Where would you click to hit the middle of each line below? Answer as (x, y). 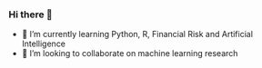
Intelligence (43, 44)
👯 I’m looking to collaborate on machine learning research (130, 53)
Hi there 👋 (31, 15)
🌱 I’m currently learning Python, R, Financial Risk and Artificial (137, 34)
